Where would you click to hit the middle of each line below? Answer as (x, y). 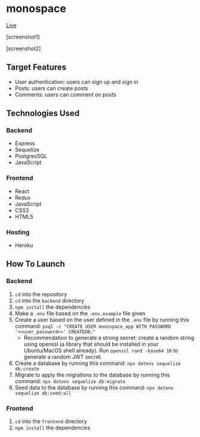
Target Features (36, 67)
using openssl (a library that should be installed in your (91, 344)
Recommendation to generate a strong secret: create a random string (109, 337)
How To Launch (36, 264)
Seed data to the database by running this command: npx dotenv (94, 387)
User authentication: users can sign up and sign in (76, 82)
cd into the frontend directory (51, 421)
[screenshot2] (24, 48)
